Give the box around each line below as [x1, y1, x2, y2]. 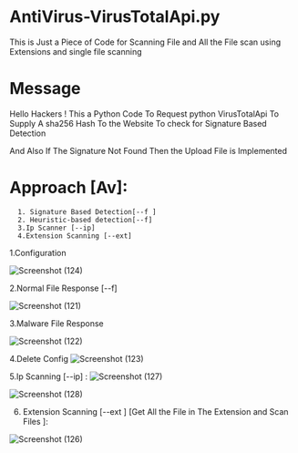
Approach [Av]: [9, 178, 128, 198]
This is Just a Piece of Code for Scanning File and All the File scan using [9, 36, 281, 47]
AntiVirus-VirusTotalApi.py [9, 6, 221, 27]
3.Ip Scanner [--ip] [17, 223, 96, 232]
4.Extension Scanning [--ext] [17, 231, 132, 241]
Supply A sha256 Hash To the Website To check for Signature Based [9, 118, 267, 129]
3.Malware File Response [9, 317, 105, 329]
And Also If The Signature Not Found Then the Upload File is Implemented [9, 145, 288, 156]
